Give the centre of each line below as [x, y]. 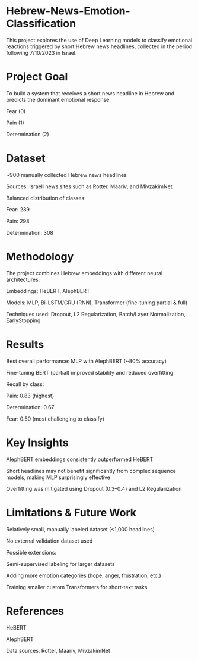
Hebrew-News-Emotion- [68, 11]
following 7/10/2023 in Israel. [41, 52]
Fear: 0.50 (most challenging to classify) [55, 419]
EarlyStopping [23, 320]
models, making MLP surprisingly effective [58, 477]
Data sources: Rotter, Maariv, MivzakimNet [58, 650]
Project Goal [37, 77]
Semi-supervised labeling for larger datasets [60, 564]
